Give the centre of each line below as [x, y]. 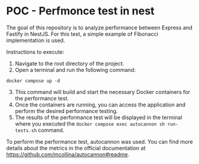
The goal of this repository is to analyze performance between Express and [99, 28]
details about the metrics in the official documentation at [76, 148]
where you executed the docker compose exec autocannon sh [90, 123]
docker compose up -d [33, 81]
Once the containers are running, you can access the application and [100, 104]
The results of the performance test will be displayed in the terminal [99, 117]
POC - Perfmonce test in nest [80, 11]
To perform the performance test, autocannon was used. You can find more [99, 141]
